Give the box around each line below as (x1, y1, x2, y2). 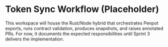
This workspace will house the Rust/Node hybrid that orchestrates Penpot (5, 20, 158, 26)
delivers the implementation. (5, 36, 64, 42)
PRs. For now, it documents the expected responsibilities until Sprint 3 (5, 30, 150, 36)
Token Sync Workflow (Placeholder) (5, 3, 159, 15)
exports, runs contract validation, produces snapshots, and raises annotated (5, 25, 163, 31)
